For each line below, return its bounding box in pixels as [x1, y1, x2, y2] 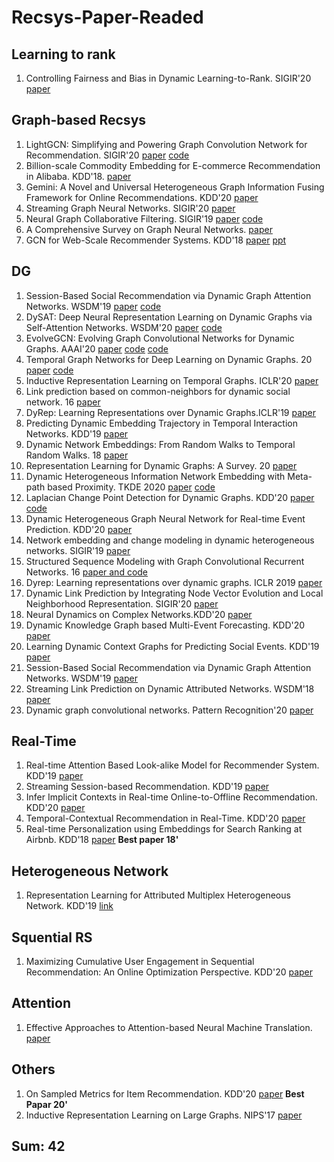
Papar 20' [25, 1098, 68, 1110]
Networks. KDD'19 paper [25, 427, 129, 440]
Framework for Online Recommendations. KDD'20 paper [25, 191, 259, 203]
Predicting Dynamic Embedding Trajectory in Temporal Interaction [25, 417, 298, 429]
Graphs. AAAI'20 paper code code [25, 342, 169, 355]
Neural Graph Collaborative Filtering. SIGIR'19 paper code [25, 212, 264, 225]
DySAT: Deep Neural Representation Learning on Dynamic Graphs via [25, 311, 313, 323]
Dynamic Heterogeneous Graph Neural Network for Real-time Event [25, 512, 306, 525]
